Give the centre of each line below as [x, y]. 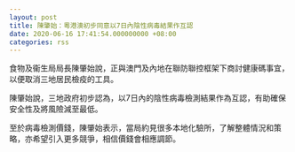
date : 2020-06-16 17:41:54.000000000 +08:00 [93, 34]
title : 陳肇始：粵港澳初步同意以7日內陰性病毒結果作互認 [101, 26]
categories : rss [39, 42]
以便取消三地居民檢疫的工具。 [64, 80]
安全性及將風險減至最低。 [56, 109]
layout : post [33, 17]
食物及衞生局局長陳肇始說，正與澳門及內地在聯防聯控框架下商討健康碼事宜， [149, 68]
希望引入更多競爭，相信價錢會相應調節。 [106, 139]
